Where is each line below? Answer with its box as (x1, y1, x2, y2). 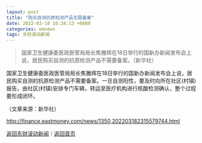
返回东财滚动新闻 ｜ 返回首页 (6, 130, 76, 138)
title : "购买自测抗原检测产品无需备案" (6, 15, 94, 21)
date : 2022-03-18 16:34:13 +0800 (6, 20, 91, 26)
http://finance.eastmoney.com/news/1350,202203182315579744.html (6, 117, 180, 125)
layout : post (6, 9, 39, 15)
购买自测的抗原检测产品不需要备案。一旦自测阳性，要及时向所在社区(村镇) (11, 77, 197, 85)
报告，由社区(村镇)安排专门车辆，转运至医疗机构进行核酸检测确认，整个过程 (6, 85, 197, 92)
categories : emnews (6, 26, 56, 32)
